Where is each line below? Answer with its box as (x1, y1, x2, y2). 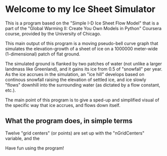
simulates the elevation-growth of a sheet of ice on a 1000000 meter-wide (5, 45, 158, 51)
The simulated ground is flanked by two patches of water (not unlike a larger (5, 60, 162, 66)
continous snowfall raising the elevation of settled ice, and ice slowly (5, 76, 147, 82)
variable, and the (5, 135, 40, 141)
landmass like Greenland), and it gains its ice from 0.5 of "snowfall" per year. (5, 66, 163, 72)
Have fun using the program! (5, 145, 64, 151)
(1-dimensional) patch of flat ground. (5, 51, 81, 57)
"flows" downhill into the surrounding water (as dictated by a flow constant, (5, 81, 161, 88)
